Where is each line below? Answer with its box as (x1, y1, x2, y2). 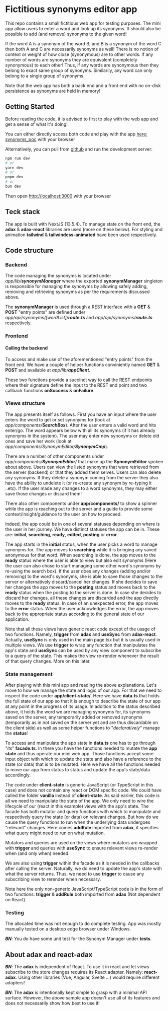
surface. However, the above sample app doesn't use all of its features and (5, 995, 160, 1001)
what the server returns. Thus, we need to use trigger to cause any (5, 871, 144, 877)
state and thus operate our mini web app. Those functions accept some (5, 751, 154, 757)
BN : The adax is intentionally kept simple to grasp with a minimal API (5, 989, 147, 995)
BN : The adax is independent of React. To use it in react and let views (5, 964, 149, 970)
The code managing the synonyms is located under (5, 273, 112, 279)
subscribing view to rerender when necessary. (5, 876, 101, 882)
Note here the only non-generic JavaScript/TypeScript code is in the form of (5, 886, 163, 892)
